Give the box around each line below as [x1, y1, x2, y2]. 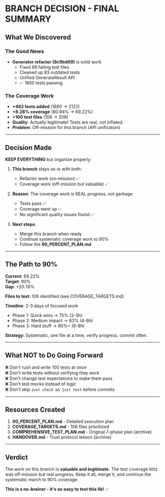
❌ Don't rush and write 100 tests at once [5, 364, 87, 370]
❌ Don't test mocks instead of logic [5, 381, 77, 387]
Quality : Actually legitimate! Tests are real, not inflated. [12, 119, 124, 125]
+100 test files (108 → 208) [12, 114, 69, 120]
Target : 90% [5, 279, 31, 284]
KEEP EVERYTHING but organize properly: [5, 156, 92, 162]
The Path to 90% [5, 260, 58, 269]
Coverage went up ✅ [19, 206, 62, 212]
